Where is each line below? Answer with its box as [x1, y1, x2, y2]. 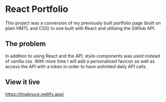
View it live [5, 78, 40, 87]
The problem [5, 40, 46, 48]
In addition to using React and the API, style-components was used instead [5, 53, 160, 59]
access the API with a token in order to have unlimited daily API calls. [5, 63, 147, 69]
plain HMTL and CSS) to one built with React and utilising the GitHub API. [5, 25, 156, 31]
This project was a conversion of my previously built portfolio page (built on [5, 20, 161, 26]
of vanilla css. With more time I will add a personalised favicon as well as [5, 58, 155, 64]
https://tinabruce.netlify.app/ [5, 91, 64, 97]
